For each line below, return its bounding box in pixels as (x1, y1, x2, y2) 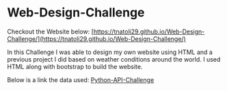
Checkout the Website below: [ (7, 27, 94, 36)
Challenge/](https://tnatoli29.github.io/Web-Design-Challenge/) (7, 34, 186, 42)
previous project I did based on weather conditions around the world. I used (7, 55, 221, 63)
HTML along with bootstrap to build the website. (7, 62, 143, 70)
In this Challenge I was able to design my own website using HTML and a (7, 48, 213, 56)
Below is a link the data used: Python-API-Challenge (7, 75, 155, 83)
